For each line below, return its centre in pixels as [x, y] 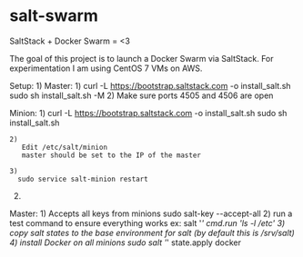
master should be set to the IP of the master [111, 155]
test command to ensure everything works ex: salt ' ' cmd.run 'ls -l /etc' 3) [147, 222]
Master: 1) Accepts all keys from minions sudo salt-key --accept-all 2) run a [151, 213]
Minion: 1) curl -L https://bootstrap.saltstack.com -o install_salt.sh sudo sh [148, 113]
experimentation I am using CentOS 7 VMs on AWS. [106, 68]
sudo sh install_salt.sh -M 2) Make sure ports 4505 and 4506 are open [141, 95]
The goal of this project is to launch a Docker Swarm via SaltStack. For [142, 58]
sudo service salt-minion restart [83, 179]
